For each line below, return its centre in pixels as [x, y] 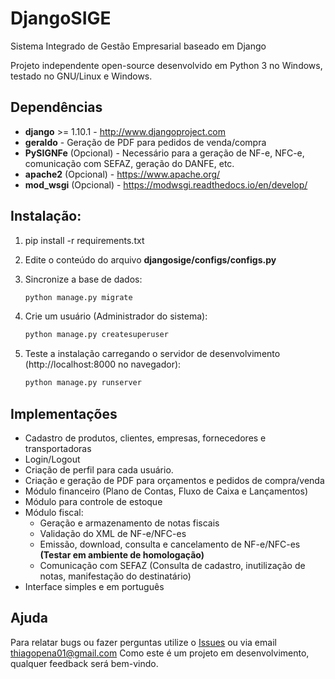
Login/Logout [52, 459]
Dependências [56, 107]
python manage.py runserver [83, 383]
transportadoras [58, 448]
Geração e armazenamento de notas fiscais [129, 523]
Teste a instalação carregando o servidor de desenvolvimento [152, 354]
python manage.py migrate [78, 297]
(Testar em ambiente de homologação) [122, 555]
